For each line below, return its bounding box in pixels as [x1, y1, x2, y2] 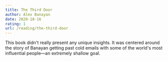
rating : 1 [5, 21, 26, 26]
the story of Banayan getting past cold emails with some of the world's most [5, 45, 163, 51]
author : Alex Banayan [5, 12, 51, 17]
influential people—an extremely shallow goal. [5, 50, 100, 56]
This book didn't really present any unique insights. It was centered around [5, 39, 160, 45]
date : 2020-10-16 [5, 16, 42, 21]
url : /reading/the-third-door [5, 26, 69, 31]
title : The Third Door [5, 7, 53, 12]
